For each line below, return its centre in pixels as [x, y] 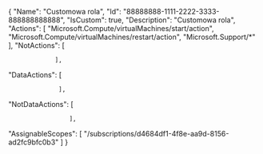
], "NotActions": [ [37, 45]
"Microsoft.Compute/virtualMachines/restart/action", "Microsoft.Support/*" [132, 37]
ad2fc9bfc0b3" [34, 142]
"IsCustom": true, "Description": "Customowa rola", [151, 20]
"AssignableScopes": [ [45, 134]
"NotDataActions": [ [41, 104]
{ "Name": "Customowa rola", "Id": [65, 12]
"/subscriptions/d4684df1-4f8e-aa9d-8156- [156, 134]
